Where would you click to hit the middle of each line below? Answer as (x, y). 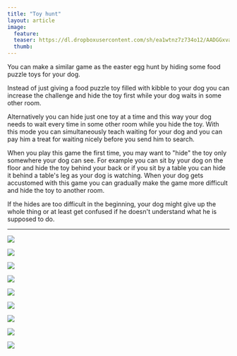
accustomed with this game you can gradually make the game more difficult (117, 183)
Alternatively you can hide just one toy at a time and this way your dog (109, 117)
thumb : (23, 47)
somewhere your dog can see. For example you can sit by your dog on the (115, 160)
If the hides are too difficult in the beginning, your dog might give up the (112, 204)
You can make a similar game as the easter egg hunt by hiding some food (114, 67)
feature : (26, 34)
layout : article (31, 20)
